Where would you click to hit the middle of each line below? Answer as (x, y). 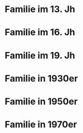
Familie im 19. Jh (40, 55)
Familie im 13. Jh (40, 9)
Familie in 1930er (41, 78)
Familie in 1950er (41, 101)
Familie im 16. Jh (40, 32)
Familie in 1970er (41, 125)
